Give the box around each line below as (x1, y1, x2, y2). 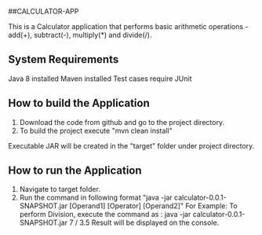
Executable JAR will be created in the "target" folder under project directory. (8, 141, 255, 150)
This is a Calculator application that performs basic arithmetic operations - (8, 22, 249, 31)
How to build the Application (8, 97, 151, 110)
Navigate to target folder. (19, 185, 100, 194)
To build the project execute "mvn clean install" (19, 126, 173, 135)
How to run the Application (8, 164, 143, 178)
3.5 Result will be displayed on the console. (79, 218, 220, 227)
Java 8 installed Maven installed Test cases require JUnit (8, 74, 192, 83)
